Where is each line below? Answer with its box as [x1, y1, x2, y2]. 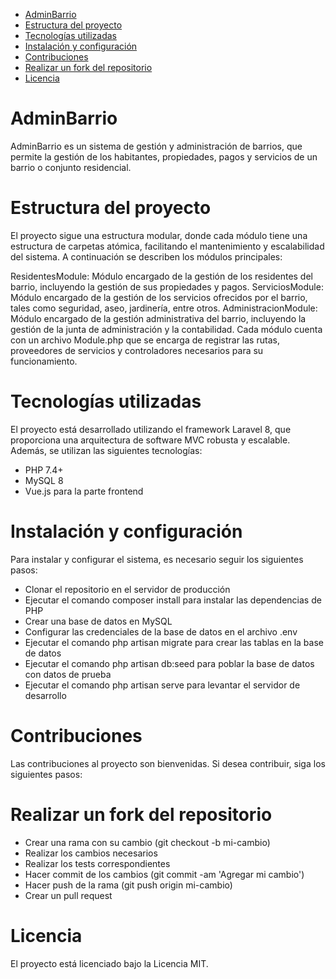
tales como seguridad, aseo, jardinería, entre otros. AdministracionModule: [10, 302, 318, 314]
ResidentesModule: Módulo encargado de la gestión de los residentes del [10, 270, 313, 282]
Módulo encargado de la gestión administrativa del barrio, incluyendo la [10, 312, 307, 324]
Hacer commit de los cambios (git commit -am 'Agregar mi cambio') [24, 868, 305, 880]
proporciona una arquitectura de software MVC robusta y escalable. [10, 434, 291, 446]
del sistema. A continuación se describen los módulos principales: [10, 250, 283, 263]
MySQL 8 [24, 474, 64, 486]
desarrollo [24, 689, 67, 701]
